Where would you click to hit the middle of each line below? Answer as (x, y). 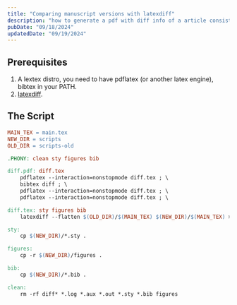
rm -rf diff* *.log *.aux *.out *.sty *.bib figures (99, 294)
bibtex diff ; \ (44, 184)
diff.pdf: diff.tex (36, 171)
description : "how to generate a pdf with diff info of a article (107, 20)
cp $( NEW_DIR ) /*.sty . (53, 236)
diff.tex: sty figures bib (47, 210)
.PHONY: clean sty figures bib (53, 159)
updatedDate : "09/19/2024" (47, 34)
